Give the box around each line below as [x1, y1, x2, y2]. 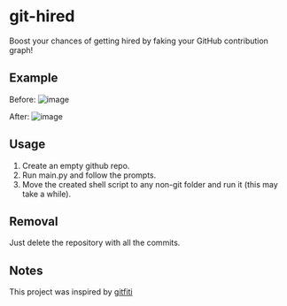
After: [9, 111, 30, 121]
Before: [9, 94, 36, 104]
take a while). [21, 188, 72, 199]
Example [9, 71, 58, 86]
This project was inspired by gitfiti [9, 287, 133, 297]
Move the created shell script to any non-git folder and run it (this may [21, 179, 279, 189]
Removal [9, 214, 58, 229]
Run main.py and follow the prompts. [21, 170, 157, 180]
